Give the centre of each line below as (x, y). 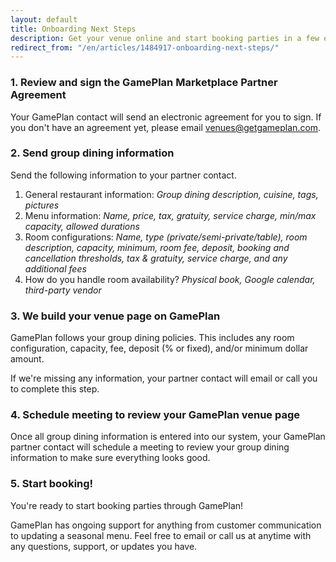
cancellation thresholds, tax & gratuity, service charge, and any (156, 258)
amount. (27, 359)
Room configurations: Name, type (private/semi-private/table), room (166, 237)
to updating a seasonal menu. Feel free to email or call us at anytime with (161, 535)
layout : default (44, 19)
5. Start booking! (52, 484)
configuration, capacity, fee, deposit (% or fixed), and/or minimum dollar (159, 348)
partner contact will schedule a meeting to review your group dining (150, 447)
